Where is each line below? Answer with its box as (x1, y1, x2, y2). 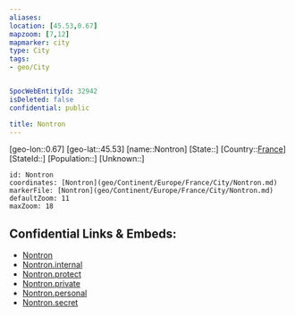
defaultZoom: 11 (9, 194, 70, 204)
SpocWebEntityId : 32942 (9, 87, 98, 96)
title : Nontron (9, 120, 66, 129)
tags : (9, 54, 29, 63)
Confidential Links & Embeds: (9, 226, 177, 241)
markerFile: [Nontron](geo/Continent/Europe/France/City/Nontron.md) (9, 187, 274, 195)
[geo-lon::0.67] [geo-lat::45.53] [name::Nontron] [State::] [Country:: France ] (9, 144, 286, 154)
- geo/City (9, 63, 50, 72)
